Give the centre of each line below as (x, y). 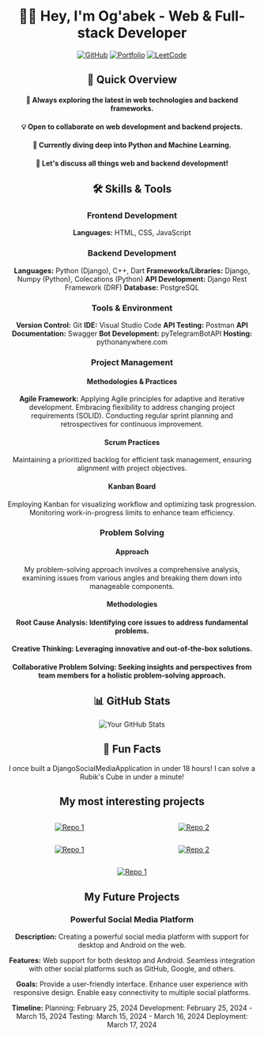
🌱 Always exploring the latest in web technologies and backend (132, 100)
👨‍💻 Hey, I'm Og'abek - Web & (115, 16)
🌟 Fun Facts (132, 749)
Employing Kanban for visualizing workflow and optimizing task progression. (132, 504)
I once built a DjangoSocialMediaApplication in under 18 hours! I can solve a (132, 768)
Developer (152, 33)
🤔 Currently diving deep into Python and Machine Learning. (132, 145)
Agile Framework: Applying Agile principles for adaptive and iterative (132, 399)
